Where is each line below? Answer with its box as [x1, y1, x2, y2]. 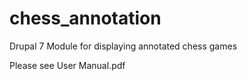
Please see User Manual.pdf [9, 59, 126, 71]
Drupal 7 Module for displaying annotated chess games [9, 40, 238, 52]
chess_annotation [9, 7, 162, 30]
